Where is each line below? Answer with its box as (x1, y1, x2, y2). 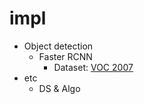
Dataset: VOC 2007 (53, 61, 134, 73)
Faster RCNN (38, 50, 93, 62)
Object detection (23, 40, 94, 52)
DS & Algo (38, 82, 81, 94)
